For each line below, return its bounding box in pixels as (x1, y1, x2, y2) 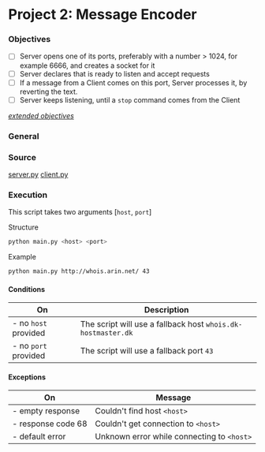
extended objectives (8, 110, 75, 120)
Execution (8, 189, 48, 200)
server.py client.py (8, 170, 69, 179)
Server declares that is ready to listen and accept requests (19, 69, 211, 78)
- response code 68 (12, 418, 88, 429)
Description (144, 304, 189, 316)
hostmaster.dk (80, 329, 133, 338)
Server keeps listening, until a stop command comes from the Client (19, 95, 241, 104)
